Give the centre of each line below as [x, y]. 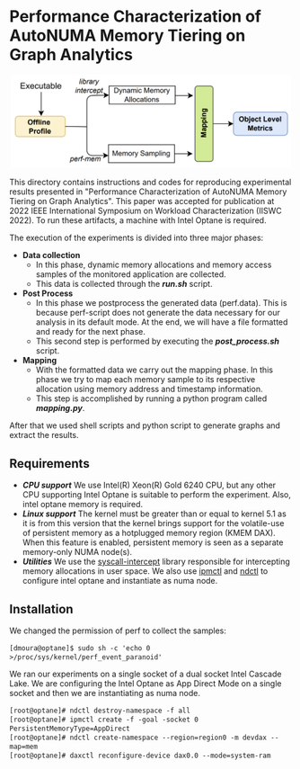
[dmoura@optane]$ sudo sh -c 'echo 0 [80, 648]
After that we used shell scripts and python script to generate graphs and [145, 425]
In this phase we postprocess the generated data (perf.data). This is [161, 303]
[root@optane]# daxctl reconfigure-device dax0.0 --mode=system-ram [140, 756]
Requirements [49, 464]
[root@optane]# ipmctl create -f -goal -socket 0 [104, 720]
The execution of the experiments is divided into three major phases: [137, 238]
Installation [41, 609]
